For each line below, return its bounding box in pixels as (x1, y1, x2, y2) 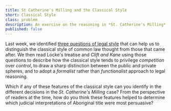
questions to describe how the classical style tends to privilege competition (5, 57, 165, 63)
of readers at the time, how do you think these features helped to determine (5, 95, 165, 101)
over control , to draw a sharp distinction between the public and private (5, 63, 157, 69)
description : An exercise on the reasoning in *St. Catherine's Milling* (5, 22, 166, 27)
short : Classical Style (5, 12, 56, 17)
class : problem (5, 17, 38, 22)
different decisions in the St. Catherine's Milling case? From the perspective (5, 89, 165, 95)
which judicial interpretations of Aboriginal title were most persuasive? (5, 100, 154, 106)
